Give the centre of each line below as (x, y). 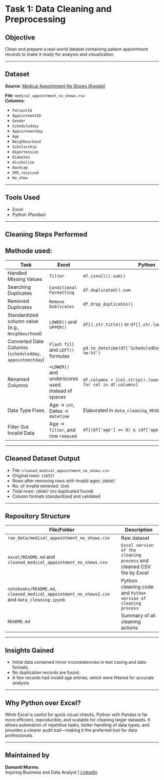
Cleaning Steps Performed (46, 235)
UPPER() (58, 327)
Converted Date (26, 341)
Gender (19, 121)
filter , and (62, 430)
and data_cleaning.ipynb (36, 600)
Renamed (18, 379)
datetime (59, 416)
